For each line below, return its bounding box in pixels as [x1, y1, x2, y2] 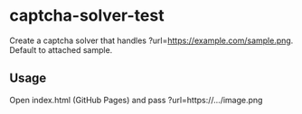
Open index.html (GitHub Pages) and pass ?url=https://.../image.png [9, 94, 263, 105]
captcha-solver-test [9, 5, 165, 26]
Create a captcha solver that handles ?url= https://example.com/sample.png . [9, 35, 294, 46]
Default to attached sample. [9, 44, 113, 55]
